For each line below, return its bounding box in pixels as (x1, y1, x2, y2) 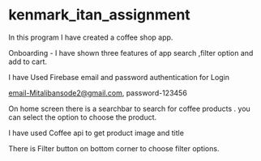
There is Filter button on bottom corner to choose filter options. (8, 143, 220, 153)
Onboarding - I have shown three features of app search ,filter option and (8, 48, 254, 57)
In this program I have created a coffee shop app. (8, 32, 173, 42)
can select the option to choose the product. (8, 112, 157, 122)
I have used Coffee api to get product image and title (8, 128, 185, 138)
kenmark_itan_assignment (8, 6, 190, 24)
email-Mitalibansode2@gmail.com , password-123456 (8, 87, 188, 98)
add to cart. (8, 57, 47, 66)
